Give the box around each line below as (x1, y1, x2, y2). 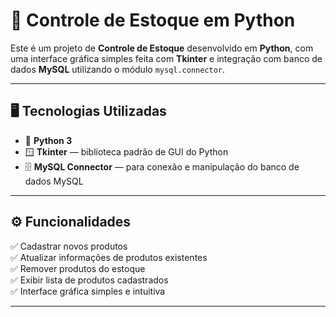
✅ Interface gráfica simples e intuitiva (10, 285, 166, 297)
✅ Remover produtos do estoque (10, 262, 146, 274)
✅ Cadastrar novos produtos (10, 240, 128, 252)
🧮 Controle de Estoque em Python (10, 9, 296, 32)
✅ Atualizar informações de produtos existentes (10, 251, 208, 263)
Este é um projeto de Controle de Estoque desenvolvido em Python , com (10, 42, 314, 54)
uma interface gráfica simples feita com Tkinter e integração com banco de (10, 52, 323, 64)
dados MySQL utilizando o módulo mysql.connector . (10, 63, 226, 75)
